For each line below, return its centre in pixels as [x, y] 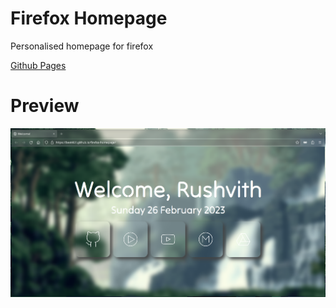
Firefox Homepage [89, 18]
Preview [45, 106]
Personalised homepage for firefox [82, 46]
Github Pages [38, 65]
